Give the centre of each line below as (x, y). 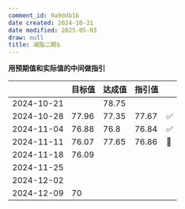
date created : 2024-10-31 (51, 23)
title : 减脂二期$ (34, 45)
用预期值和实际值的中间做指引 (57, 69)
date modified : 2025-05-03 (53, 30)
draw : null (26, 37)
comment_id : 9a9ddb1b (44, 15)
